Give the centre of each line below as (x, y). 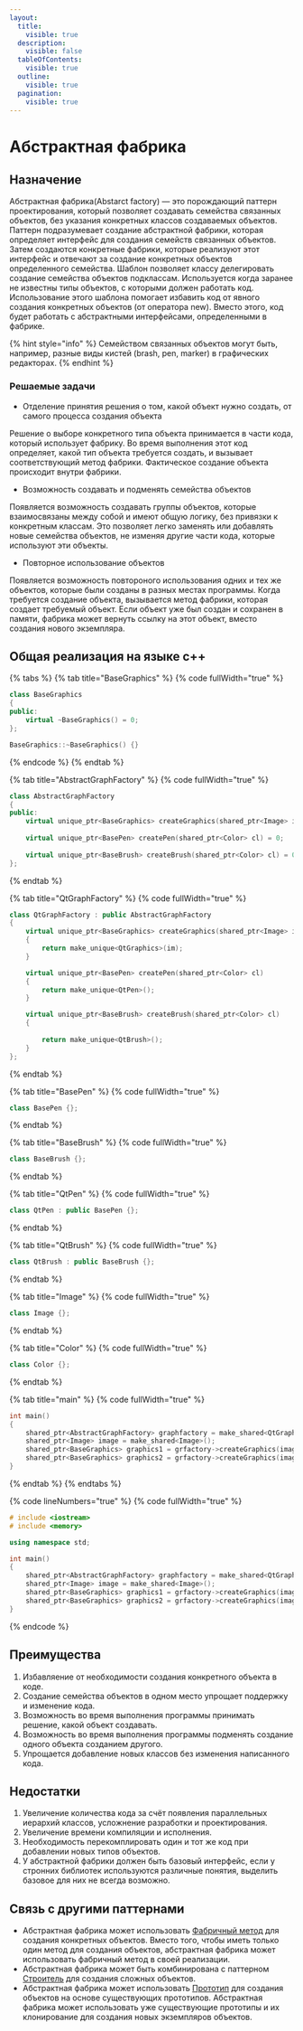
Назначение (46, 179)
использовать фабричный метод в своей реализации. (126, 1960)
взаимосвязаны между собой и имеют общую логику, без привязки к (144, 516)
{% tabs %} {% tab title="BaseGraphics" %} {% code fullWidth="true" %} (147, 678)
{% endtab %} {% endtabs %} (65, 1483)
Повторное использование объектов (93, 562)
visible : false (54, 52)
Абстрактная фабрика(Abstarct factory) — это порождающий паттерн (143, 202)
